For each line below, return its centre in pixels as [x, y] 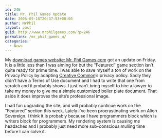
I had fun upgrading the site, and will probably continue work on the [73, 105]
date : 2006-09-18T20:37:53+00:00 [39, 19]
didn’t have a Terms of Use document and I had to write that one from [75, 80]
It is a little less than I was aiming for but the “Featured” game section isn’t [79, 65]
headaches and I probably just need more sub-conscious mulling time [75, 126]
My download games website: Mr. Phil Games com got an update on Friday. [81, 59]
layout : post [18, 28]
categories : [17, 41]
